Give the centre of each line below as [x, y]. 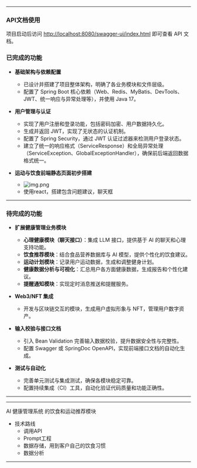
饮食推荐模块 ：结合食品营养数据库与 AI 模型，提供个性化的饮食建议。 [107, 254]
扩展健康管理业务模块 [40, 227]
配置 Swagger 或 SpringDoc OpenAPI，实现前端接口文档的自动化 [102, 348]
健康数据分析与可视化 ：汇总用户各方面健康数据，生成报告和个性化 [103, 269]
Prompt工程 [37, 438]
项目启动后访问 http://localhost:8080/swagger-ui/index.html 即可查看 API [94, 34]
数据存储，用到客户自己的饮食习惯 [64, 445]
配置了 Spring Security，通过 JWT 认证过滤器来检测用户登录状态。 [104, 138]
